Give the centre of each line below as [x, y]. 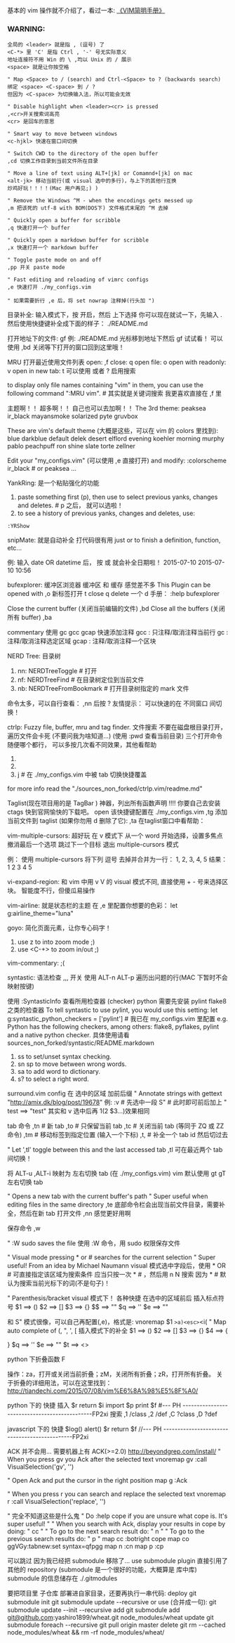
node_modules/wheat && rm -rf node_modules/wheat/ [86, 1632]
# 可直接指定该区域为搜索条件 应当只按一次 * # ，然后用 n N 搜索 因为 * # [113, 1275]
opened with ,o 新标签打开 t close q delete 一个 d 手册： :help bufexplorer [113, 594]
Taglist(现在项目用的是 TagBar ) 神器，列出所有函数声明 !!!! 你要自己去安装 [114, 803]
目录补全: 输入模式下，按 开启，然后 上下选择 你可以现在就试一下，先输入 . [115, 315]
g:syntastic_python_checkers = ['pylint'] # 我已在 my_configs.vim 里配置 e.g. [117, 1019]
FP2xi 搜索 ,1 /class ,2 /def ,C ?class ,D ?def [155, 1414]
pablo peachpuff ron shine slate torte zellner [71, 446]
